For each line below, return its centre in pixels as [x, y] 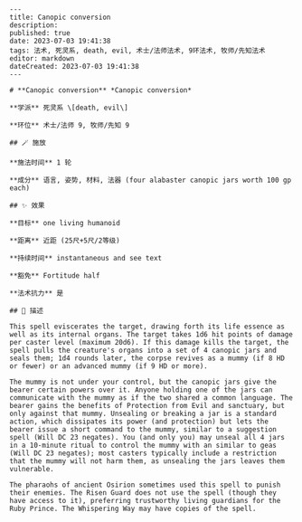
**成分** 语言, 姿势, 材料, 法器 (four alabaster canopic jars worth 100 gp [151, 180]
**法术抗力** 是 [37, 293]
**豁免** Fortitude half [55, 276]
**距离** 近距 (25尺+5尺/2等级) [65, 241]
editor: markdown [42, 59]
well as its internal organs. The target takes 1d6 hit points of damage [151, 335]
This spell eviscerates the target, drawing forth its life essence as [147, 327]
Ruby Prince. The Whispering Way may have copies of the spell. [133, 508]
